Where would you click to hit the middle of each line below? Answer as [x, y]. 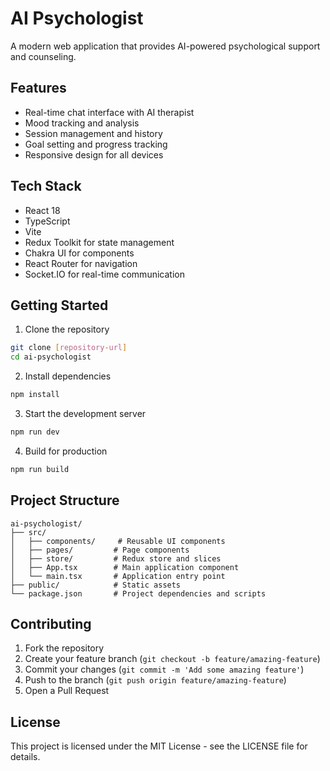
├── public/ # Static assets [96, 585]
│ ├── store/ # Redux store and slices [116, 558]
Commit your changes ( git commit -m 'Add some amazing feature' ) [164, 669]
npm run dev [35, 432]
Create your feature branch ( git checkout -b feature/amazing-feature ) [172, 659]
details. [25, 757]
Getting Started [59, 305]
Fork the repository [64, 648]
